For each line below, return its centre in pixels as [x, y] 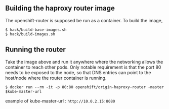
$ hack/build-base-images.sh [36, 30]
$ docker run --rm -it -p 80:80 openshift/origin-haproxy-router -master [85, 87]
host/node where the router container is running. [56, 78]
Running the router [35, 50]
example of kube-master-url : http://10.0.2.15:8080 [60, 101]
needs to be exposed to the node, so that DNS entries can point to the [78, 72]
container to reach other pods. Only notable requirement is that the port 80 [83, 67]
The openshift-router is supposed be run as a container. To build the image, [84, 20]
